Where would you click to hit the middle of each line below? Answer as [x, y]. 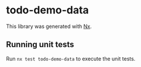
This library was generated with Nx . [49, 26]
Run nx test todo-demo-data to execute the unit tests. [71, 58]
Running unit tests [40, 45]
